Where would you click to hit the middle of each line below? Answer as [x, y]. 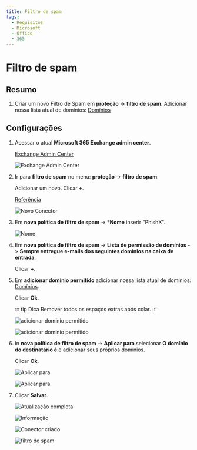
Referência [28, 199]
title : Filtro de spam [34, 11]
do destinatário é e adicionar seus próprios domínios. [80, 350]
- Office [22, 33]
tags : [13, 17]
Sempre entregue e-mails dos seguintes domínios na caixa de [97, 251]
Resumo [21, 90]
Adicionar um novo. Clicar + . [49, 188]
